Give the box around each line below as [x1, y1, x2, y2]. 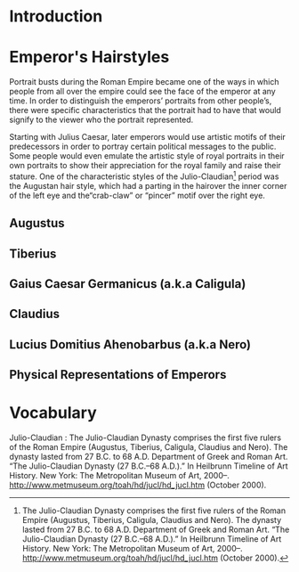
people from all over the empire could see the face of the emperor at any [9, 86, 276, 97]
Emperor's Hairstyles [9, 47, 170, 68]
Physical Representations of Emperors [9, 367, 227, 382]
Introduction [9, 6, 103, 27]
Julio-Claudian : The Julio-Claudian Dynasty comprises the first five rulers [9, 432, 282, 443]
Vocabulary [9, 403, 97, 423]
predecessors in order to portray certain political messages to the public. [9, 141, 277, 152]
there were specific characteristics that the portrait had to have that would [9, 105, 282, 116]
